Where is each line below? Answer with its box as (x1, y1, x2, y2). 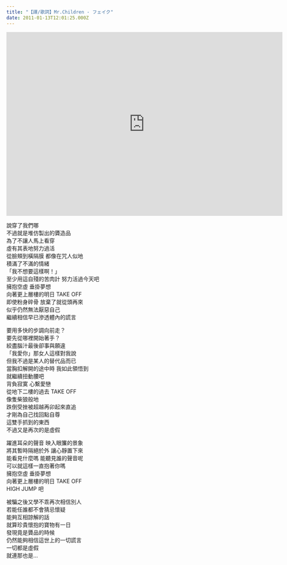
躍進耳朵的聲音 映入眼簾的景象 (6, 439, 83, 446)
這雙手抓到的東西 (6, 418, 50, 426)
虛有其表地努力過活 (6, 245, 55, 252)
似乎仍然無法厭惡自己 (6, 306, 60, 313)
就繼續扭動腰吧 (6, 372, 44, 380)
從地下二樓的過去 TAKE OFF (6, 387, 77, 395)
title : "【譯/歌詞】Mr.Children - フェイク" (6, 9, 113, 15)
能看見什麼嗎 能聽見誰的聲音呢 (6, 454, 83, 461)
